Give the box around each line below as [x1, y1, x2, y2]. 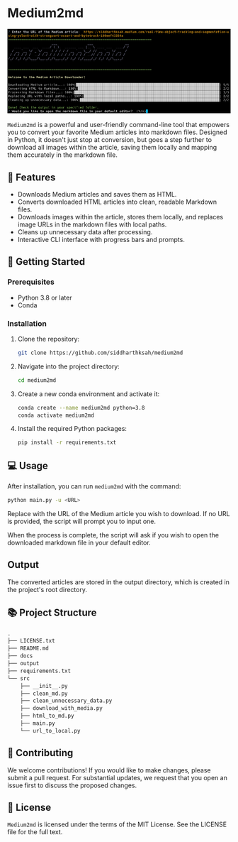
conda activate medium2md [17, 412, 94, 419]
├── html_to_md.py [20, 712, 74, 720]
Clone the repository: [17, 334, 80, 343]
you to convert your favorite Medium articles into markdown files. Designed [7, 128, 228, 136]
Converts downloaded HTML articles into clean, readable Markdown [17, 197, 217, 206]
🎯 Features [7, 171, 56, 183]
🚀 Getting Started [7, 256, 86, 268]
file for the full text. [7, 828, 63, 836]
